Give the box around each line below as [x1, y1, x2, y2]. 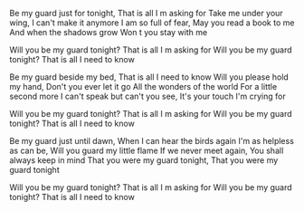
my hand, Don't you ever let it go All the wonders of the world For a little [9, 82, 278, 91]
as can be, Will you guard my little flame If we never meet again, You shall [9, 145, 284, 156]
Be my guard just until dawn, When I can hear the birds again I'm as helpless [9, 136, 294, 146]
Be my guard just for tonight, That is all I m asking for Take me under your [9, 8, 283, 18]
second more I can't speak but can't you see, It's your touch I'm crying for [9, 91, 287, 101]
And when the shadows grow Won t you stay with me [9, 27, 208, 37]
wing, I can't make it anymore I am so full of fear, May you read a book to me [9, 17, 295, 28]
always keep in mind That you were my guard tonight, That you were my [9, 155, 279, 166]
